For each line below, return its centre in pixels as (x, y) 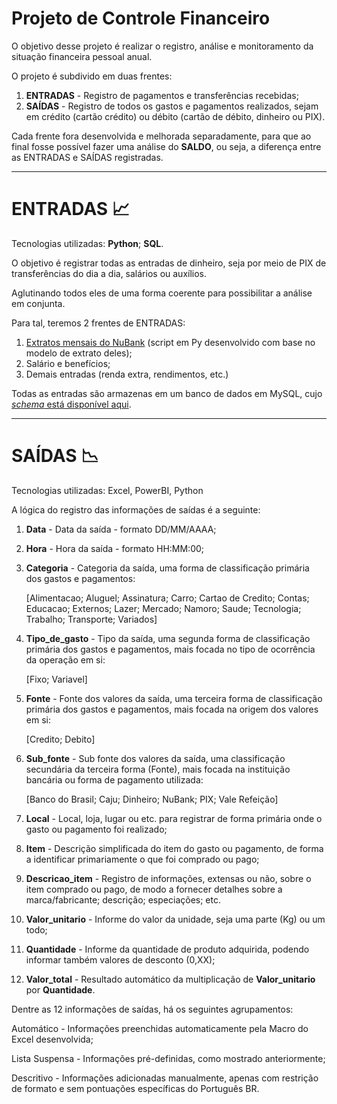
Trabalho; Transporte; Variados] (91, 619)
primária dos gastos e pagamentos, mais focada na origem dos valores (172, 709)
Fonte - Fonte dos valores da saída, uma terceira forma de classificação (174, 698)
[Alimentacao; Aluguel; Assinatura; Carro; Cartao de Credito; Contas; (167, 598)
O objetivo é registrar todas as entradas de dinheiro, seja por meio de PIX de (169, 263)
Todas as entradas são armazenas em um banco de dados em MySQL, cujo (167, 393)
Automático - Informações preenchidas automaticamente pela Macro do (160, 1028)
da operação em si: (65, 659)
